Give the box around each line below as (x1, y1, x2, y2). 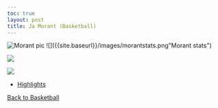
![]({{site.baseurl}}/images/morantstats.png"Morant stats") (45, 42, 213, 50)
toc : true (7, 10, 36, 17)
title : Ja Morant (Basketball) (7, 23, 97, 29)
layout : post (7, 16, 45, 23)
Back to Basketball (7, 94, 60, 102)
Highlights (16, 80, 46, 89)
